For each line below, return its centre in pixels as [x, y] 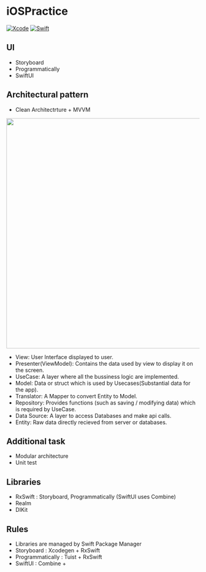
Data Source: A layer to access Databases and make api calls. [93, 415]
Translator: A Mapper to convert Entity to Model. [76, 396]
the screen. [29, 370]
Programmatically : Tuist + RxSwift [59, 557]
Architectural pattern [48, 95]
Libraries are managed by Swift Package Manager [78, 544]
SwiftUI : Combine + [40, 563]
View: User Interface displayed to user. [64, 357]
